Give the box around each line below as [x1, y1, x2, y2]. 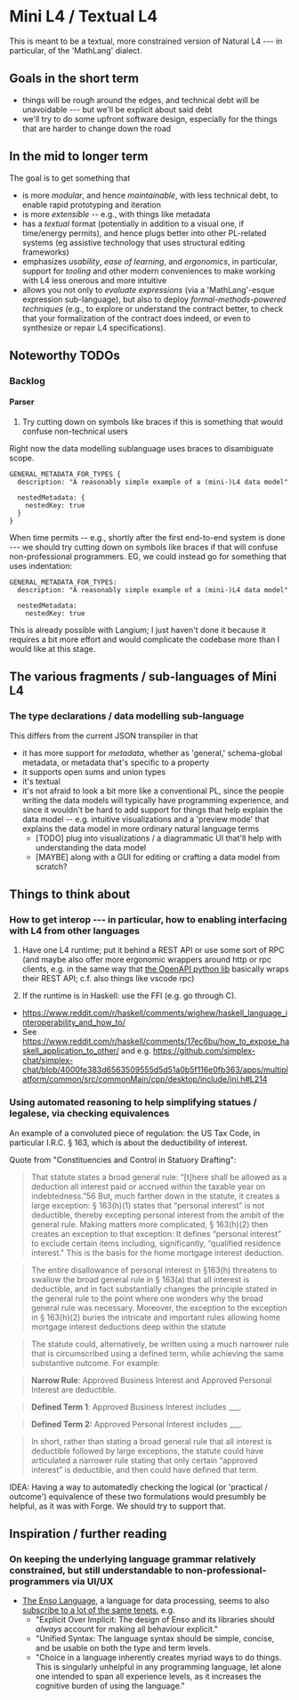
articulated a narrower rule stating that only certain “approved [30, 1454, 258, 1466]
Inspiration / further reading [9, 1526, 167, 1541]
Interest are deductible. [30, 1384, 117, 1395]
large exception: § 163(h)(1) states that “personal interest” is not [30, 1200, 265, 1210]
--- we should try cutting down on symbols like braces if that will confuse [9, 541, 279, 553]
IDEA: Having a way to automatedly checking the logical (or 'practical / [9, 1481, 269, 1493]
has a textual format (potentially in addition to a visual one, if [21, 218, 245, 229]
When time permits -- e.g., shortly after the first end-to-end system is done [9, 533, 286, 543]
